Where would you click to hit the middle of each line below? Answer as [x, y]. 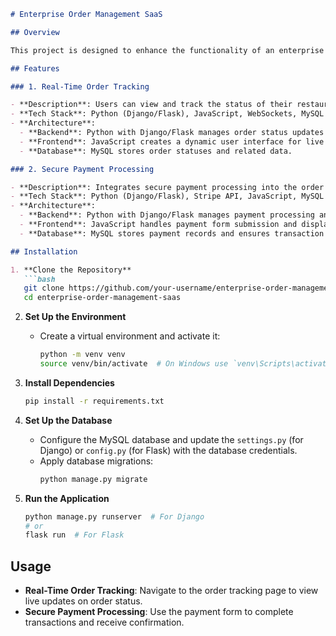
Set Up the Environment [75, 317]
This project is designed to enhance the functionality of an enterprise [167, 50]
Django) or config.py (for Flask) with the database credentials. [168, 450]
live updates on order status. [83, 601]
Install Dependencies [69, 382]
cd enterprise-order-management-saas [102, 298]
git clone [44, 288]
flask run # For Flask [74, 535]
